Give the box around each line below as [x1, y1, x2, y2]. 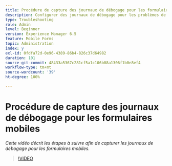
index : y [5, 46, 24, 51]
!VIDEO [17, 155, 33, 161]
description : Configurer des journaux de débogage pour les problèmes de [5, 12, 166, 17]
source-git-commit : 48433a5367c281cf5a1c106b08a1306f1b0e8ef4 [5, 60, 141, 65]
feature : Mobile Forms [5, 36, 54, 42]
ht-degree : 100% [5, 75, 40, 80]
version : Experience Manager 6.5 [5, 31, 77, 36]
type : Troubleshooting [5, 17, 54, 22]
